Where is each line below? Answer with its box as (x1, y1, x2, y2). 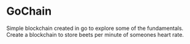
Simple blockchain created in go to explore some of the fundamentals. (6, 24, 184, 32)
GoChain (6, 4, 52, 18)
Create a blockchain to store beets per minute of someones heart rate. (6, 31, 184, 38)
